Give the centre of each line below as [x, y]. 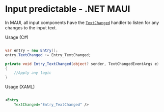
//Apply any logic [33, 73]
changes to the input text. [31, 27]
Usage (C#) [17, 37]
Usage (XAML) [20, 87]
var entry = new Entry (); [31, 50]
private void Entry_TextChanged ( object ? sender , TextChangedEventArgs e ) [82, 64]
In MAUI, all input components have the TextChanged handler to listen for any [82, 22]
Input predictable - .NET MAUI [68, 9]
